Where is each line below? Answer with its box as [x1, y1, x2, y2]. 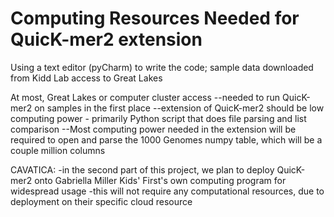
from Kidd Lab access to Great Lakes [10, 72, 163, 84]
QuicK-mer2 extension [10, 28, 203, 51]
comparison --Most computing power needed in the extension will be [10, 123, 297, 135]
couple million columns [10, 144, 106, 156]
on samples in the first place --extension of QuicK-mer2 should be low [34, 102, 325, 114]
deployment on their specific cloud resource [10, 195, 193, 207]
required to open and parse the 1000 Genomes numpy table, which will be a [10, 133, 323, 146]
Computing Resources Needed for [10, 7, 300, 30]
